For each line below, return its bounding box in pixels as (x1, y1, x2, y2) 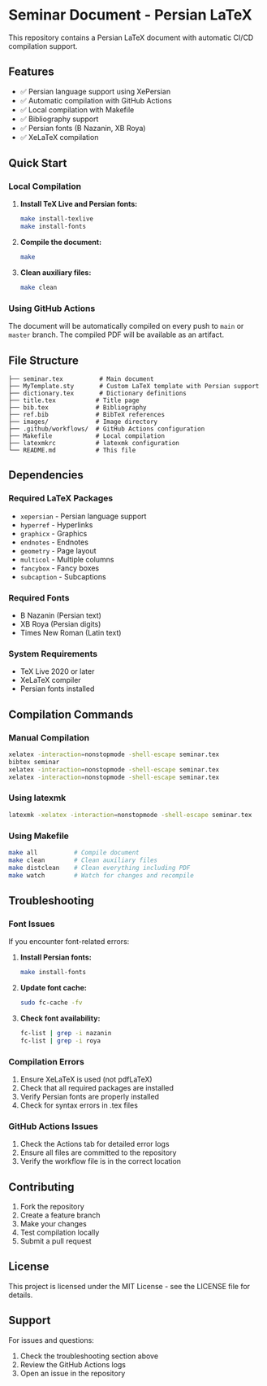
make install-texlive (19, 215, 93, 223)
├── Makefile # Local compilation (8, 432, 165, 440)
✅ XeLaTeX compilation (19, 132, 99, 142)
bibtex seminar (8, 758, 60, 766)
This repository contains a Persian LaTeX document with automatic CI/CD (8, 33, 254, 42)
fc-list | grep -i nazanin (19, 1029, 112, 1037)
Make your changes (19, 1219, 87, 1229)
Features (8, 65, 54, 79)
